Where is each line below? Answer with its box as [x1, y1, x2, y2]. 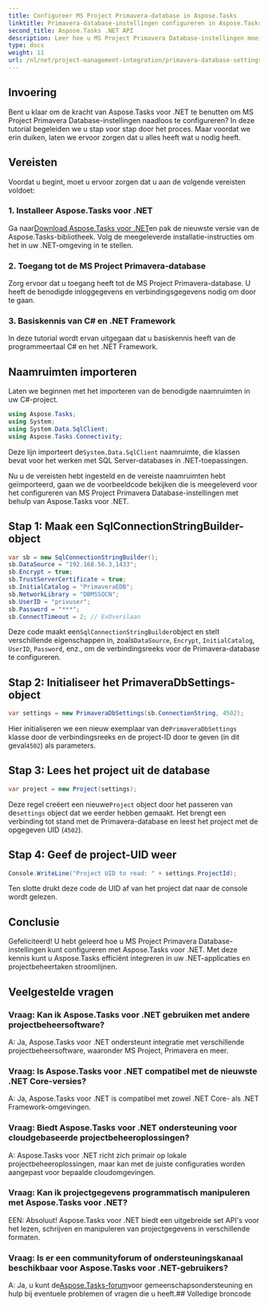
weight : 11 [8, 49, 45, 57]
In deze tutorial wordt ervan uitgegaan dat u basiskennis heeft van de [8, 333, 236, 343]
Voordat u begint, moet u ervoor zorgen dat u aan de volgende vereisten [8, 177, 246, 186]
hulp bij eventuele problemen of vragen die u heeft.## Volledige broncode [8, 1289, 251, 1299]
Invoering [8, 85, 57, 100]
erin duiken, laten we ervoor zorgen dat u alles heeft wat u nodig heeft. [8, 133, 241, 142]
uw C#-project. [8, 395, 58, 404]
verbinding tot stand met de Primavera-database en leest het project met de [8, 816, 258, 826]
